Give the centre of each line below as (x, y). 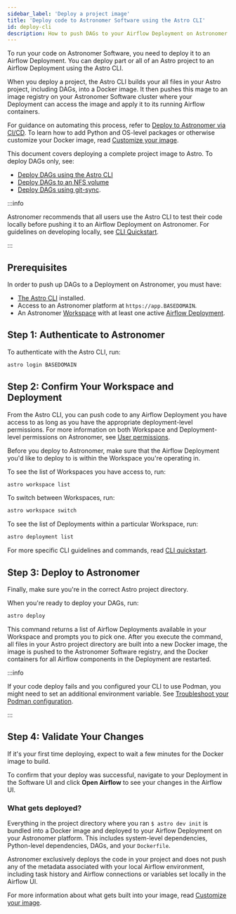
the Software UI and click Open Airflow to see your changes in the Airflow (115, 782)
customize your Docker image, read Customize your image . (93, 140)
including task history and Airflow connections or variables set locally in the (117, 874)
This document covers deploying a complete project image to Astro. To (110, 154)
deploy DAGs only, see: (41, 161)
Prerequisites (37, 267)
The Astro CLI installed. (51, 298)
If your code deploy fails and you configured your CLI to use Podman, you (114, 686)
